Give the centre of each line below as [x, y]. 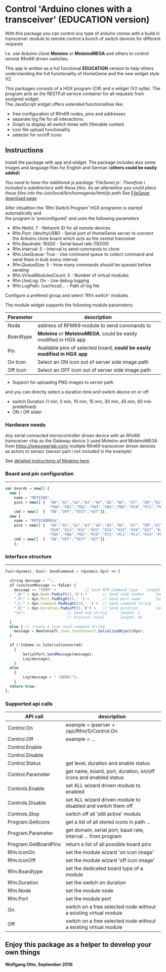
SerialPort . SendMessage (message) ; [58, 654]
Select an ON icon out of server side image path [93, 362]
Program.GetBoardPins [34, 844]
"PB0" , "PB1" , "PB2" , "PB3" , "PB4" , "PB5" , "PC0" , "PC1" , [102, 507]
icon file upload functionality [41, 129]
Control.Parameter [29, 774]
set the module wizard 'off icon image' [110, 860]
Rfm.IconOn [21, 852]
